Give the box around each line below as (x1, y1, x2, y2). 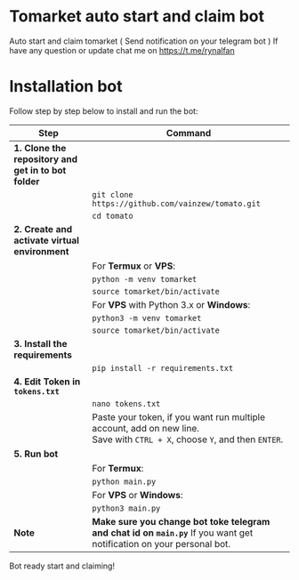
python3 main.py (92, 503, 161, 513)
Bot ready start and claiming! (9, 560, 116, 571)
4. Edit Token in (13, 375, 81, 388)
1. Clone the (13, 141, 67, 154)
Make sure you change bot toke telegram (92, 515, 271, 528)
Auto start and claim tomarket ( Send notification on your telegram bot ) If (9, 36, 279, 46)
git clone (92, 189, 133, 199)
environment (13, 245, 69, 257)
